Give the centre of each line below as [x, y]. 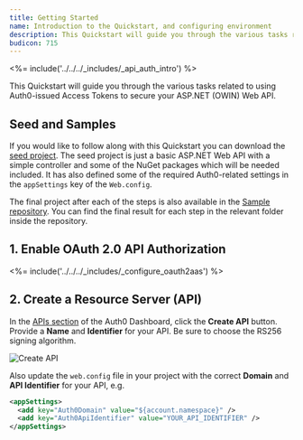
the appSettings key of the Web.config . [81, 184]
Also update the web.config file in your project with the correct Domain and [149, 375]
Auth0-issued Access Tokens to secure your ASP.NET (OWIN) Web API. [143, 96]
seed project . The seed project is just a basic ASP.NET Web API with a [140, 155]
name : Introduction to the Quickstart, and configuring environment [141, 26]
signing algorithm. [43, 341]
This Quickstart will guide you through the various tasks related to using [143, 86]
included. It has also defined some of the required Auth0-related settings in [149, 175]
